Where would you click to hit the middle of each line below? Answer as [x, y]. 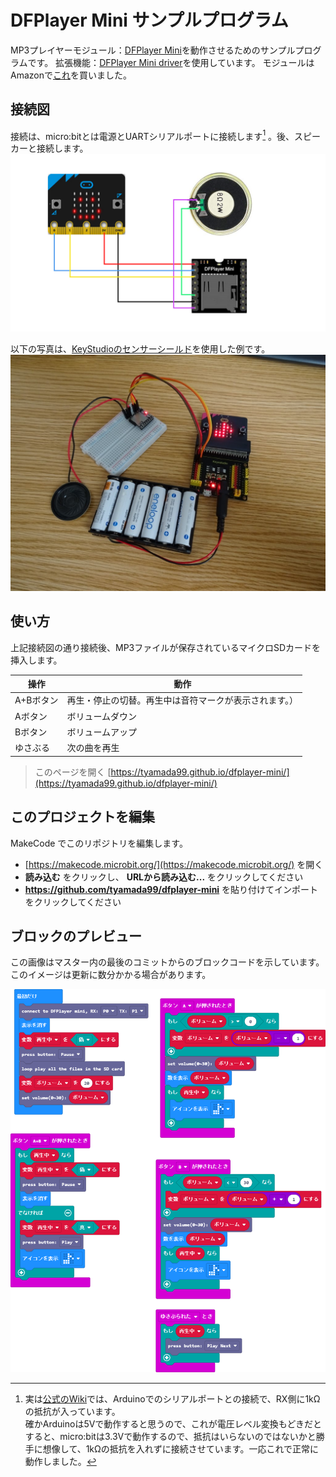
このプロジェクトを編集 [82, 817]
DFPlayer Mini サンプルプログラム [149, 20]
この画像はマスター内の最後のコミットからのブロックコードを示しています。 [167, 962]
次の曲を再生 [93, 748]
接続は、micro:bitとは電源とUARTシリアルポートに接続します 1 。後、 [152, 135]
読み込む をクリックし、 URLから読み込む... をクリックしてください [164, 877]
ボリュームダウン [102, 716]
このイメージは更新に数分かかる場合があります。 [111, 975]
